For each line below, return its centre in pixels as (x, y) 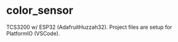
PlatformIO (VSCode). (33, 33)
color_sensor (40, 10)
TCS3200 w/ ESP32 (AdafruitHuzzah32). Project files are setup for (89, 27)
